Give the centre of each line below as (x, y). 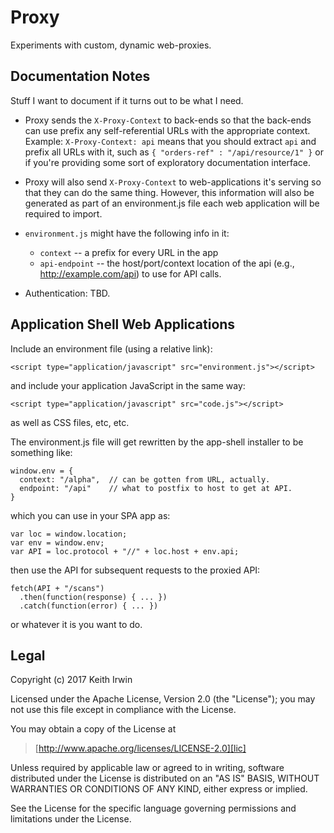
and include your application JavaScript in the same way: (128, 385)
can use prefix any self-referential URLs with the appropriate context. (167, 130)
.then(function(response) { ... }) (93, 597)
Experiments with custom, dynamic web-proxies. (111, 45)
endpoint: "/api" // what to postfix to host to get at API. (156, 488)
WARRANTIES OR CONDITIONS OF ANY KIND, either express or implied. (159, 789)
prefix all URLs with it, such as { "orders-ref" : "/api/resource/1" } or (174, 152)
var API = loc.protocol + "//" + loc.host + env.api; (125, 551)
